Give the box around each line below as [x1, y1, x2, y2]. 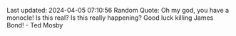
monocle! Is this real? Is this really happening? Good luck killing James [6, 13, 214, 22]
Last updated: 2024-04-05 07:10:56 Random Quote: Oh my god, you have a [6, 6, 230, 14]
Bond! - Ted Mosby [6, 21, 63, 29]
